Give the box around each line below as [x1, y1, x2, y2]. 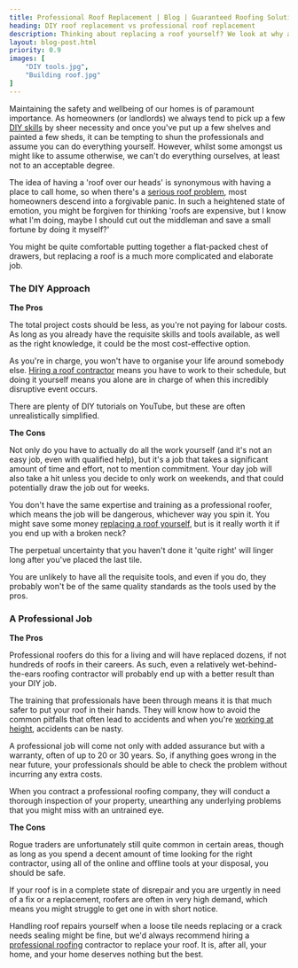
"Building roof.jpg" [25, 71, 101, 80]
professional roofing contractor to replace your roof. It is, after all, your [9, 940, 267, 950]
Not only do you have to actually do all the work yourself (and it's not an [9, 444, 272, 455]
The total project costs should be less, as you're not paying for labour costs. [9, 319, 288, 330]
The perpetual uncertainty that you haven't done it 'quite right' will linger [9, 544, 274, 555]
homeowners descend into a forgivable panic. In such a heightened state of [9, 196, 286, 207]
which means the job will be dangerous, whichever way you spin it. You [9, 509, 271, 519]
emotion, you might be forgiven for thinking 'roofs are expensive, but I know [9, 205, 286, 215]
